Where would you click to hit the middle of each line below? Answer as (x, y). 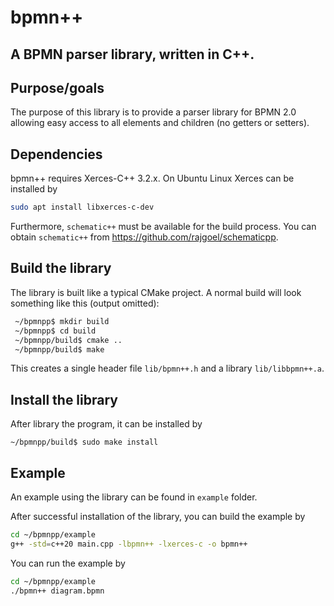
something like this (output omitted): (85, 303)
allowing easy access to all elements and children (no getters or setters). (160, 123)
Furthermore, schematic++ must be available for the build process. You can (163, 227)
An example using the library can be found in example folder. (134, 497)
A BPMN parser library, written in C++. (132, 54)
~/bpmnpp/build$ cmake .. (68, 340)
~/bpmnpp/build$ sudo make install (84, 442)
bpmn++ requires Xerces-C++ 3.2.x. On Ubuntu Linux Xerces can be (152, 178)
